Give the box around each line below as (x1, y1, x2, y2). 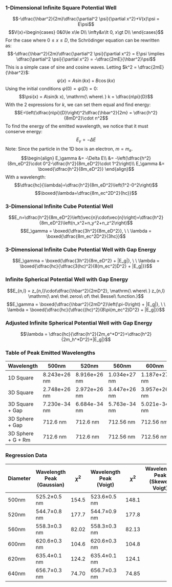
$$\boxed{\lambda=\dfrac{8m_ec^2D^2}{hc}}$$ (35, 190, 137, 196)
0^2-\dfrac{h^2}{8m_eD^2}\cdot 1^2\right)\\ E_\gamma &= (42, 160, 165, 167)
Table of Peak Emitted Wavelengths (5, 349, 96, 356)
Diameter (8, 475, 31, 482)
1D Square (8, 374, 34, 381)
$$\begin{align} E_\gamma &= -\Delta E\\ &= (20, 155, 114, 161)
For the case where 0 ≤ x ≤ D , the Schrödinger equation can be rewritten (5, 37, 160, 44)
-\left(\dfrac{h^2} (115, 155, 152, 161)
